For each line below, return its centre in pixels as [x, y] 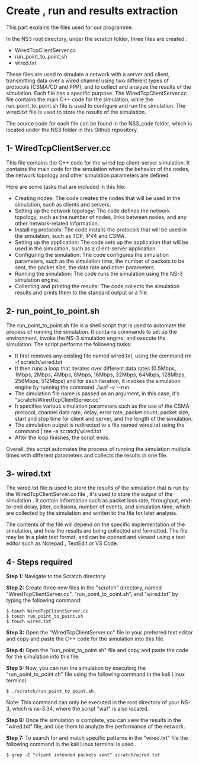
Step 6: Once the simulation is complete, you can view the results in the [94, 720]
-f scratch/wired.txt [38, 362]
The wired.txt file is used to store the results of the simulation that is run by [98, 488]
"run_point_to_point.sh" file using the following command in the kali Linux [96, 674]
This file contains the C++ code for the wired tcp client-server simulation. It [98, 162]
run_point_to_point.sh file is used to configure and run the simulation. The [96, 105]
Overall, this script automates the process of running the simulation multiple [99, 449]
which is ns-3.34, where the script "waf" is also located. [81, 709]
